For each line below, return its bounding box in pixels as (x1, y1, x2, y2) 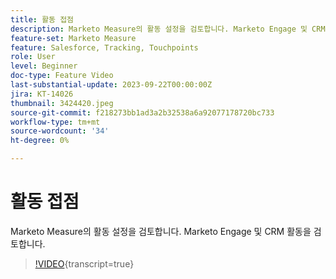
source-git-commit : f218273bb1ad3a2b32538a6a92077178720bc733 (10, 107, 275, 118)
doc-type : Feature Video (10, 71, 114, 81)
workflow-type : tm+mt (10, 117, 101, 127)
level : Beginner (10, 61, 78, 71)
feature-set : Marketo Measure (10, 33, 137, 43)
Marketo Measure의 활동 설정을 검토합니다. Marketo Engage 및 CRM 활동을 (10, 225, 312, 237)
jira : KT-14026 (10, 89, 74, 99)
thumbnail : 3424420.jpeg (10, 98, 114, 108)
